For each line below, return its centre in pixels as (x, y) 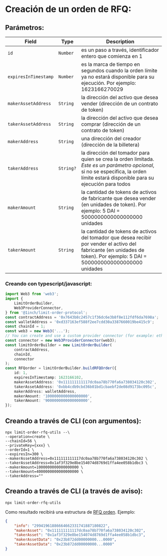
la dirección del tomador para (116, 153)
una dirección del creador (111, 138)
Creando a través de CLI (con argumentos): (73, 421)
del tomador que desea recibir (116, 238)
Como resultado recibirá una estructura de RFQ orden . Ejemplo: (70, 512)
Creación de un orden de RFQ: (68, 9)
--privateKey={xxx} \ (28, 445)
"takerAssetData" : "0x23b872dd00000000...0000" (64, 545)
